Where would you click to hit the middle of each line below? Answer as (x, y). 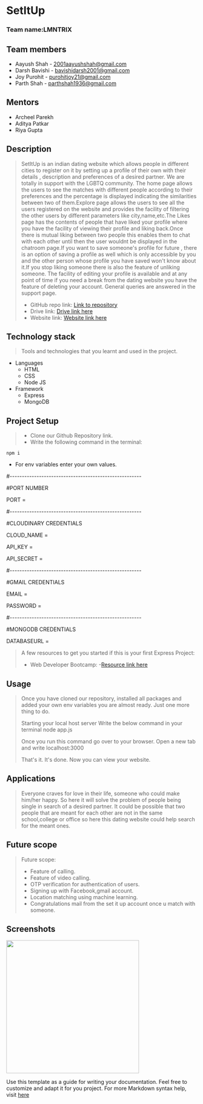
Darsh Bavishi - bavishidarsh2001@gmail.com (72, 70)
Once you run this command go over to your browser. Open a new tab (108, 741)
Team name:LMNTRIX (39, 30)
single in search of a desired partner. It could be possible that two (103, 806)
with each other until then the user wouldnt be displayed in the (99, 241)
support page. (39, 293)
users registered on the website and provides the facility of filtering (105, 209)
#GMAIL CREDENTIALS (35, 582)
